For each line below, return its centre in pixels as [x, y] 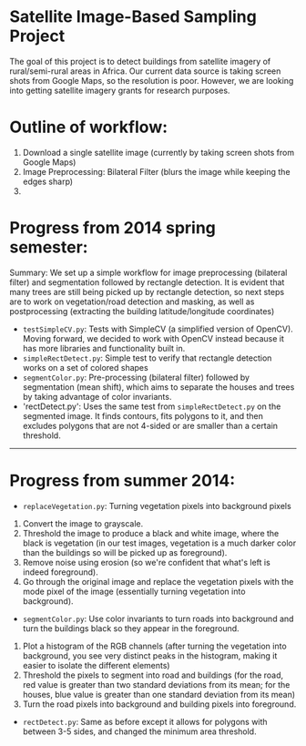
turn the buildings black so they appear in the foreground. [131, 628]
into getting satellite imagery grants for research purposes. [120, 90]
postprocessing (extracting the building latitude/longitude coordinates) [142, 311]
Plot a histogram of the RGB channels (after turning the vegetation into [154, 646]
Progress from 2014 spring [113, 228]
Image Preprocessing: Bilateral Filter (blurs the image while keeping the [156, 171]
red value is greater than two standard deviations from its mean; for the [156, 684]
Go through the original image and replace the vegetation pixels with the [158, 581]
